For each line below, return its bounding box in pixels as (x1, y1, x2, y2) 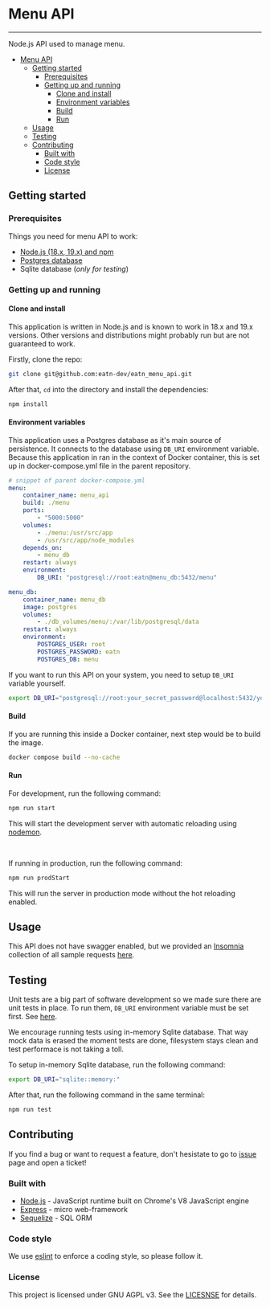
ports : (22, 506, 45, 514)
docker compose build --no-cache (8, 753, 121, 761)
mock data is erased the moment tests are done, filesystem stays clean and (8, 1036, 259, 1046)
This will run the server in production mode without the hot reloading (8, 888, 235, 898)
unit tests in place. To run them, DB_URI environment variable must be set (8, 1003, 249, 1013)
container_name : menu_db (22, 596, 106, 604)
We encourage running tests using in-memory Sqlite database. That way (8, 1027, 249, 1037)
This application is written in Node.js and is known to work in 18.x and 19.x (8, 322, 253, 331)
